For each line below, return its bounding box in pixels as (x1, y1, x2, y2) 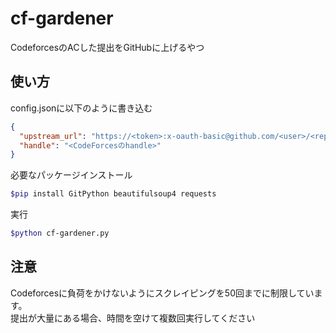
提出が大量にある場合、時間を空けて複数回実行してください (10, 312, 256, 324)
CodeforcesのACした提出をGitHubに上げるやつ (10, 41, 205, 53)
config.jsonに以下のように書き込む (10, 102, 153, 114)
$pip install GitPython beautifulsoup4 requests (10, 189, 217, 199)
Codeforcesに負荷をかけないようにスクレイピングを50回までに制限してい (10, 287, 315, 299)
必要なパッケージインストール (10, 169, 133, 181)
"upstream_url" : (19, 131, 87, 141)
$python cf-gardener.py (10, 228, 110, 239)
